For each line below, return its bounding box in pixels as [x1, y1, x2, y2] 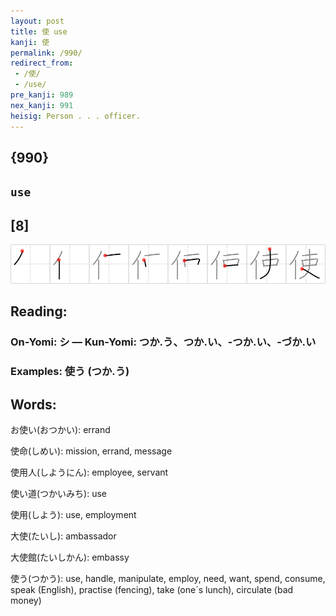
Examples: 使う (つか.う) [10, 365, 130, 379]
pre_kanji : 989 [10, 90, 74, 100]
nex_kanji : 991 [10, 100, 74, 110]
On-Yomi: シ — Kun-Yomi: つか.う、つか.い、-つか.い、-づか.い [10, 335, 317, 349]
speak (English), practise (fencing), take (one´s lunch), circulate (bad [10, 584, 294, 596]
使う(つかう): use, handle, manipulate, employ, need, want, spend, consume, [10, 573, 326, 585]
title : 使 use [10, 26, 68, 37]
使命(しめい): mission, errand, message [10, 445, 173, 457]
